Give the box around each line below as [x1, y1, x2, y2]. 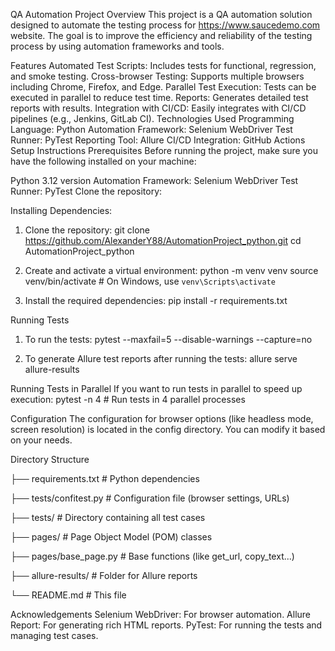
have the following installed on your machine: [10, 155, 197, 167]
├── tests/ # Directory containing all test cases [10, 512, 206, 523]
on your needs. [10, 434, 73, 446]
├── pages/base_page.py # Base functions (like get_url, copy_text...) [10, 550, 295, 562]
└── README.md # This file [10, 589, 127, 601]
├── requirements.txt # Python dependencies [10, 473, 200, 484]
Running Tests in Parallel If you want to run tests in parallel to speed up [10, 383, 303, 394]
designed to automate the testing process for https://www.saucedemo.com [10, 19, 321, 31]
